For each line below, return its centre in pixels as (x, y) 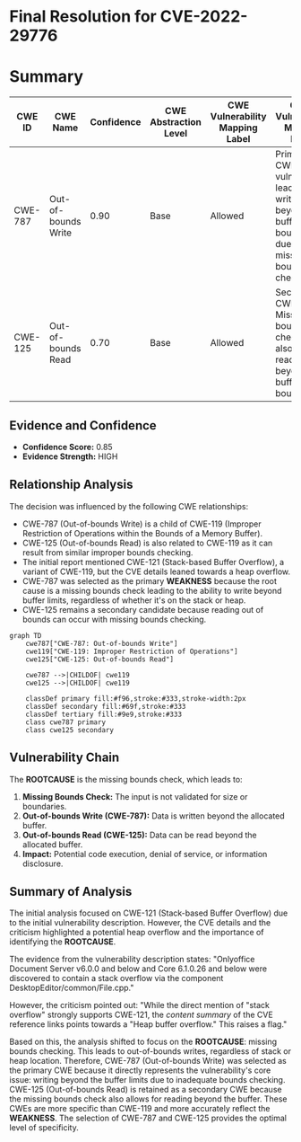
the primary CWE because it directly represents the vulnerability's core (140, 1070)
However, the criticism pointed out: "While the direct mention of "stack (140, 1005)
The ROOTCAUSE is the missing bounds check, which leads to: (126, 779)
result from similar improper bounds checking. (107, 552)
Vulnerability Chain (64, 758)
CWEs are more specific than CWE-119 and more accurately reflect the (140, 1109)
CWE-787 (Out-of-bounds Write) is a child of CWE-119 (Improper (142, 524)
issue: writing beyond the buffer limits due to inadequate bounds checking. (147, 1080)
